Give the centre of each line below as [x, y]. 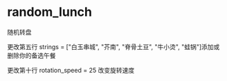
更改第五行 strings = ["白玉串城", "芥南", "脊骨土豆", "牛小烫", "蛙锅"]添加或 [113, 46]
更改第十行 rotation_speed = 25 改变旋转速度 [71, 70]
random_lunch [49, 12]
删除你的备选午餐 [31, 55]
